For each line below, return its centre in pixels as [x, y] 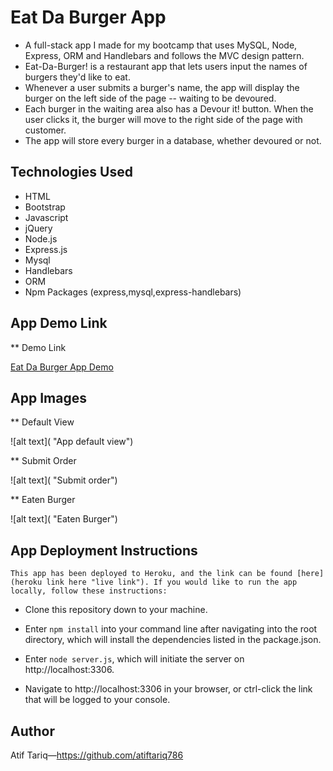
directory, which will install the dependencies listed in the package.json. [173, 640]
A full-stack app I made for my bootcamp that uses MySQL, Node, [161, 45]
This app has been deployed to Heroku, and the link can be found [151, 574]
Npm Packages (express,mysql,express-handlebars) [133, 292]
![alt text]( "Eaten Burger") [64, 519]
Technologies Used [71, 172]
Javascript [46, 217]
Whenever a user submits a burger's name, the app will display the [162, 87]
